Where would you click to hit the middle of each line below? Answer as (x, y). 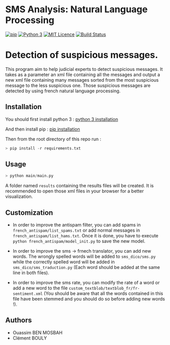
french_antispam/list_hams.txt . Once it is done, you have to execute (86, 236)
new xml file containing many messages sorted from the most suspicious (82, 80)
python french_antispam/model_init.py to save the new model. (79, 241)
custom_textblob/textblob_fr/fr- (104, 289)
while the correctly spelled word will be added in (64, 262)
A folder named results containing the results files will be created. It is (80, 186)
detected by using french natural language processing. (63, 91)
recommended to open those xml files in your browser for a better (75, 191)
